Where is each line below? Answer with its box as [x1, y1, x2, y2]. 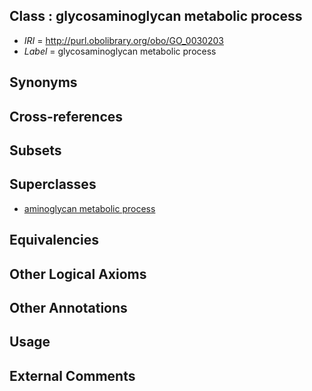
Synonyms [9, 74, 78, 91]
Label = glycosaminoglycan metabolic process [23, 45, 217, 57]
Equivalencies [9, 232, 99, 249]
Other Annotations [9, 299, 128, 316]
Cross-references [9, 108, 124, 125]
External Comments [9, 367, 136, 384]
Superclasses [9, 176, 97, 193]
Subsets [9, 142, 62, 159]
